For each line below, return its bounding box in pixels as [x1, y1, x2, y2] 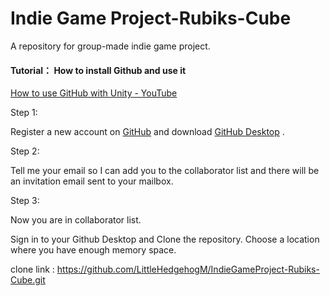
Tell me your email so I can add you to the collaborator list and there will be [10, 165, 320, 177]
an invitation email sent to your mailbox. [10, 175, 174, 187]
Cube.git [10, 274, 46, 286]
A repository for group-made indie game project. [10, 40, 211, 52]
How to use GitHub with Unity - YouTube [10, 87, 178, 99]
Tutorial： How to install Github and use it [10, 64, 187, 76]
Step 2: [10, 145, 40, 157]
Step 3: [10, 195, 40, 207]
